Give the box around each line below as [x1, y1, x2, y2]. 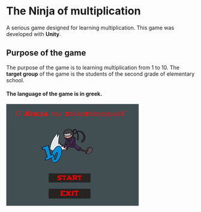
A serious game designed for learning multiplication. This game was [6, 24, 175, 31]
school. [6, 76, 25, 83]
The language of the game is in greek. [6, 90, 103, 97]
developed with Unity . [6, 30, 61, 37]
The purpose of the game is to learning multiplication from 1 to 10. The [6, 64, 180, 71]
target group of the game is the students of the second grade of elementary [6, 70, 195, 77]
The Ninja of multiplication [6, 4, 141, 18]
